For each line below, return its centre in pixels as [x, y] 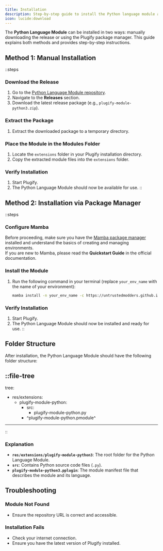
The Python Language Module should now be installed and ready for [81, 323]
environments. [19, 248]
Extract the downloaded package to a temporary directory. [71, 131]
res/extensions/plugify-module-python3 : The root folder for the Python [83, 455]
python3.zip [24, 109]
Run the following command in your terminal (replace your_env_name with [84, 281]
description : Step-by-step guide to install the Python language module [80, 14]
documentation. [21, 258]
